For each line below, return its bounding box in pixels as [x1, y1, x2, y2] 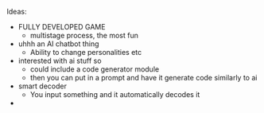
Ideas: [6, 7, 27, 16]
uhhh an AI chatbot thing [17, 39, 99, 49]
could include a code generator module [29, 64, 160, 74]
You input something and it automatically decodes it [29, 90, 200, 99]
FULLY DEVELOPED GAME [17, 22, 106, 31]
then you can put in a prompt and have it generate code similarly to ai [29, 73, 258, 82]
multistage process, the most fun [29, 31, 139, 40]
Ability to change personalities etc [29, 48, 142, 56]
